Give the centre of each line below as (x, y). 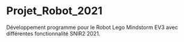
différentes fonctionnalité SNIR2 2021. (53, 33)
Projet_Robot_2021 (54, 11)
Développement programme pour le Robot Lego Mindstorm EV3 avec (92, 27)
